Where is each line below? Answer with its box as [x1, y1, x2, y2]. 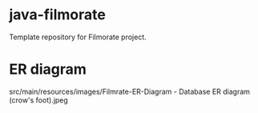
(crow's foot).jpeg [9, 95, 69, 105]
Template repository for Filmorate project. [9, 32, 147, 42]
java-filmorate [9, 6, 107, 24]
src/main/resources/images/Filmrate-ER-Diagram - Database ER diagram [9, 87, 251, 96]
